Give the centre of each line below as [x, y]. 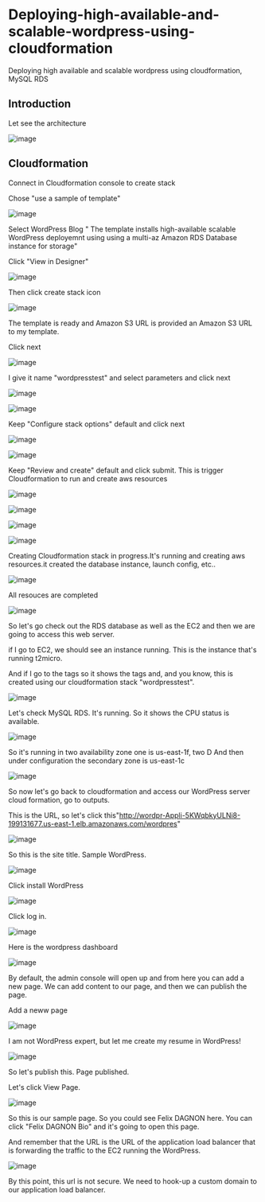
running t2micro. [35, 658]
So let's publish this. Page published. [69, 1072]
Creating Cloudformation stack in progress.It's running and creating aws [127, 555]
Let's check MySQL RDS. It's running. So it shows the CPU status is [119, 713]
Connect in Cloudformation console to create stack [92, 183]
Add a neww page [38, 1010]
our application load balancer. [57, 1189]
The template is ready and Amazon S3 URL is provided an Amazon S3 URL [131, 323]
